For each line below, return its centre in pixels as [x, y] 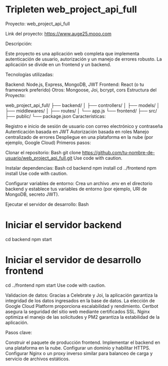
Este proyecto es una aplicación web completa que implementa [72, 53]
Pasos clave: [19, 332]
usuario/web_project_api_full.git [39, 158]
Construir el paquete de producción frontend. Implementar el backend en [83, 342]
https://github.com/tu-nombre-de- [118, 152]
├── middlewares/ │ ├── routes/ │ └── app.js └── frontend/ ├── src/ [81, 111]
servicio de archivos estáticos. [38, 359]
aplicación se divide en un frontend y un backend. [58, 64]
